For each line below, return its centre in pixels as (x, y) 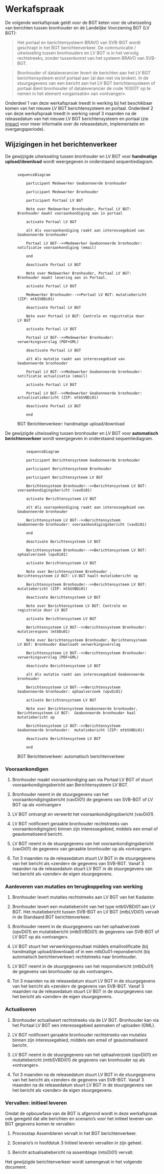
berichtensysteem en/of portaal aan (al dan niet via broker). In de (83, 78)
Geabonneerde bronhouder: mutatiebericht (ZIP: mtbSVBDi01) (81, 730)
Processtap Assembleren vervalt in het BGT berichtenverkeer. (74, 1133)
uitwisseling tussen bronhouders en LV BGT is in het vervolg (78, 53)
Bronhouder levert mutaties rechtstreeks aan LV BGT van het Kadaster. (83, 897)
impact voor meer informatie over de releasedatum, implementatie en (75, 124)
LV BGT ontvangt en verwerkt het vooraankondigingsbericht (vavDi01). (83, 814)
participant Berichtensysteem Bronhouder (69, 469)
